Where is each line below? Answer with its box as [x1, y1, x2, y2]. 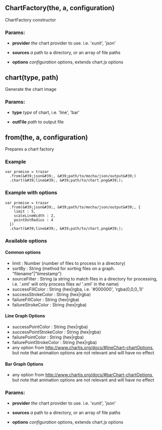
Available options [5, 237, 47, 244]
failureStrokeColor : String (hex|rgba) [12, 301, 87, 307]
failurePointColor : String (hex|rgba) [12, 334, 84, 340]
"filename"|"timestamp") [12, 271, 62, 277]
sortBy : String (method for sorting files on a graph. [12, 265, 115, 271]
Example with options [5, 189, 58, 196]
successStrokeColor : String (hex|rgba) [12, 291, 91, 297]
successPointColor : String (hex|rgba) [12, 323, 88, 329]
